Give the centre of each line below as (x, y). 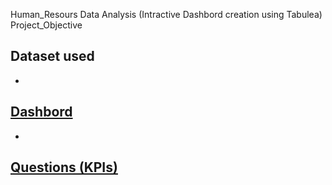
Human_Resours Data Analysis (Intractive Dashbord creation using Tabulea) (166, 14)
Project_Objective (46, 25)
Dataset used (52, 56)
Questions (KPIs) (64, 167)
